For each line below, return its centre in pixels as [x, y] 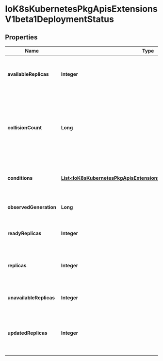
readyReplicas [24, 233]
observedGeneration [32, 207]
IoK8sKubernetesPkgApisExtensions [81, 9]
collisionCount [25, 128]
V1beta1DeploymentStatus [59, 19]
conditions [20, 178]
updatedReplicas [27, 333]
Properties [21, 37]
